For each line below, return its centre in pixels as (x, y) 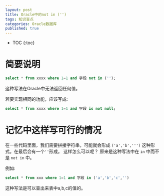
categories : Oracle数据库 (31, 24)
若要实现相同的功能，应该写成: (37, 99)
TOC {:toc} (23, 43)
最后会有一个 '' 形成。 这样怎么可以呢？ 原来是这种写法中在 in (81, 151)
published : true (22, 29)
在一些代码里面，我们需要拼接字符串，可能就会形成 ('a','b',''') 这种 (78, 145)
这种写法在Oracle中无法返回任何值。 (43, 88)
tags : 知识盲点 (19, 19)
